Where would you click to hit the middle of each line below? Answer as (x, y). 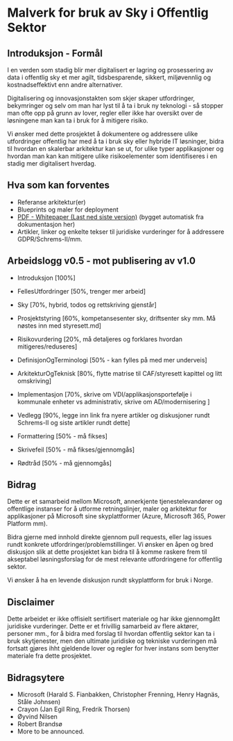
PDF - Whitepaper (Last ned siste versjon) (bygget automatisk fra (111, 216)
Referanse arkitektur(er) (51, 202)
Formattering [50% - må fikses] (62, 436)
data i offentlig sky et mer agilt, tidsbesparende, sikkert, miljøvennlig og (109, 77)
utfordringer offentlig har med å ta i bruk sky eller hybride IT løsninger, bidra (115, 141)
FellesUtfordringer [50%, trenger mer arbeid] (81, 291)
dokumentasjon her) (46, 224)
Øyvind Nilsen (37, 717)
